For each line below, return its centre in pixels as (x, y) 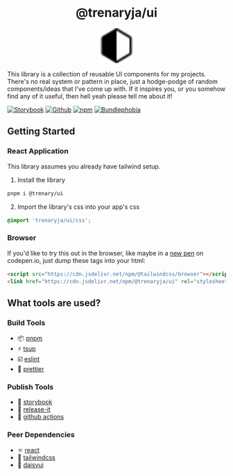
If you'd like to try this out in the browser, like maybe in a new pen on (105, 253)
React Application (38, 151)
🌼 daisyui (30, 465)
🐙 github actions (41, 417)
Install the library (41, 180)
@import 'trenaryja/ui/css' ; (49, 220)
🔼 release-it (34, 409)
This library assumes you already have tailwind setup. (84, 166)
